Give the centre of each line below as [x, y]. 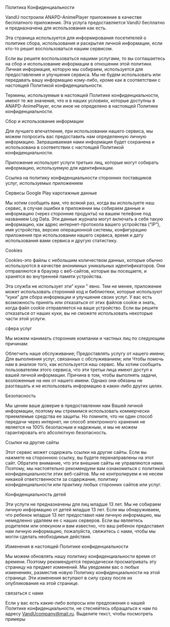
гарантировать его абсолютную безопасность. [56, 433]
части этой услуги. [26, 319]
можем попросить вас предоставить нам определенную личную [76, 136]
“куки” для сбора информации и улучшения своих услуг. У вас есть [79, 297]
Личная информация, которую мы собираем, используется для [74, 69]
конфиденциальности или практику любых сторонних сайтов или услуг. [83, 485]
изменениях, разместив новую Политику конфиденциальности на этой [82, 572]
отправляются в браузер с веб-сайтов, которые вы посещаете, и [76, 271]
